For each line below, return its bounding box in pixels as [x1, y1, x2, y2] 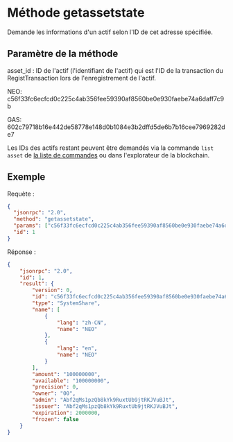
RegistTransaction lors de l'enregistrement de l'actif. [7, 74, 156, 82]
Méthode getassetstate [7, 5, 145, 21]
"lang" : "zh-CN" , [56, 319, 107, 326]
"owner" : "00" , [32, 390, 76, 397]
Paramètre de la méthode [7, 48, 119, 60]
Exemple [7, 171, 46, 183]
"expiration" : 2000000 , [32, 409, 101, 416]
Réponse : [7, 248, 36, 256]
